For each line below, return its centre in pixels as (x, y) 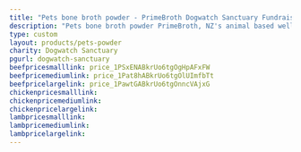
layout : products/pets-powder (66, 42)
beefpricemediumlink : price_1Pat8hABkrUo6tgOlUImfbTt (112, 76)
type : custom (34, 34)
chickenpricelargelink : (54, 109)
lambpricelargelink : (48, 134)
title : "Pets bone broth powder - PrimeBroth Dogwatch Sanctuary (133, 17)
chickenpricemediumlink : (56, 101)
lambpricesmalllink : (48, 117)
